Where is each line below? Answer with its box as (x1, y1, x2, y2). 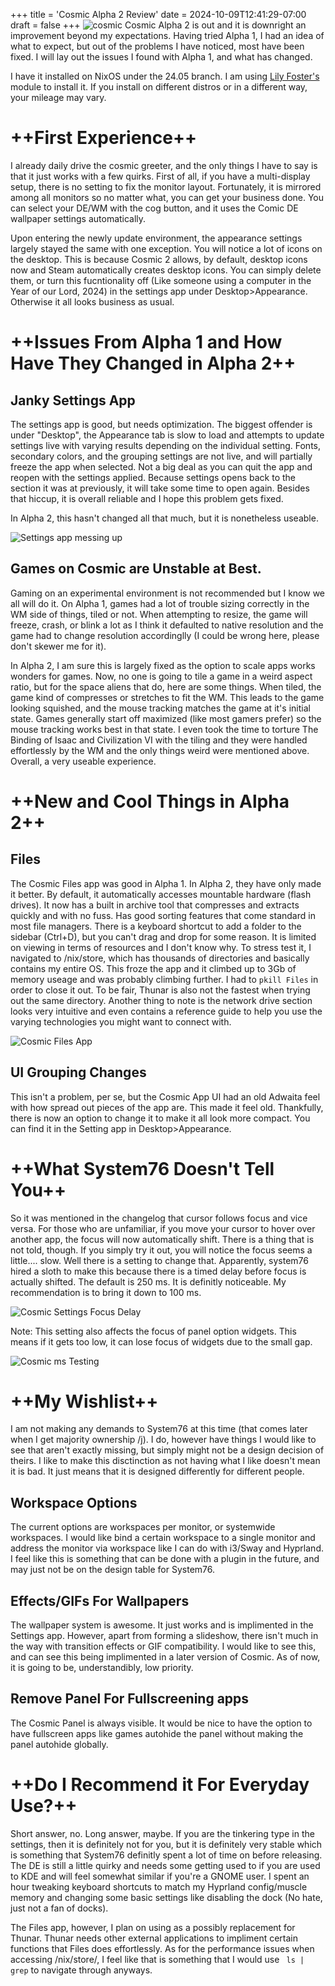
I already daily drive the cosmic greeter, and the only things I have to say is (10, 159, 318, 171)
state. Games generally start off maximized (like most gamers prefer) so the (10, 712, 322, 724)
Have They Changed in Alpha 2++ (10, 352, 297, 375)
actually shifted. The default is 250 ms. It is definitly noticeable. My (10, 1275, 287, 1288)
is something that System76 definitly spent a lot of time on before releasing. (10, 1849, 323, 1861)
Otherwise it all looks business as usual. (10, 295, 175, 308)
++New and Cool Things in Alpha (10, 790, 290, 813)
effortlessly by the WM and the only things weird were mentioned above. (10, 744, 310, 756)
